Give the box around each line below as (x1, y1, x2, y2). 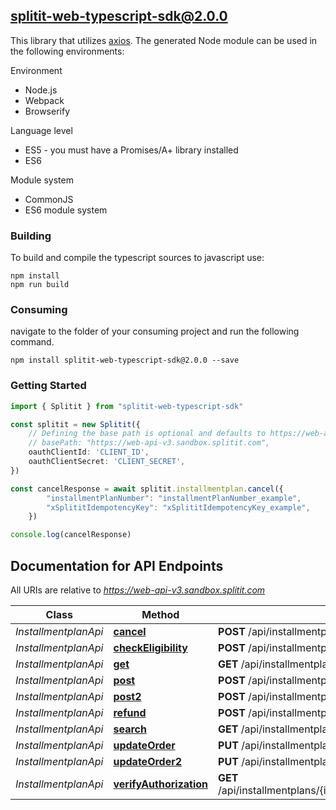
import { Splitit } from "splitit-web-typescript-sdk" (10, 401, 244, 411)
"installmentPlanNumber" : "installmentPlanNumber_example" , (46, 493, 302, 503)
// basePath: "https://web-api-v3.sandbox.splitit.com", (28, 438, 271, 448)
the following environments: (10, 45, 125, 57)
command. (10, 336, 55, 348)
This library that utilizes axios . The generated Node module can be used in (10, 34, 318, 46)
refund (113, 706, 147, 720)
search (113, 722, 147, 736)
